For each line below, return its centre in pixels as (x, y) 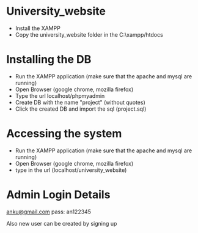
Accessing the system (64, 134)
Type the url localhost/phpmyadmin (60, 95)
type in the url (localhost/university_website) (71, 170)
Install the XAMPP (38, 28)
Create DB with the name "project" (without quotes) (80, 102)
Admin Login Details (58, 194)
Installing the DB (49, 60)
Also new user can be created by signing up (62, 223)
